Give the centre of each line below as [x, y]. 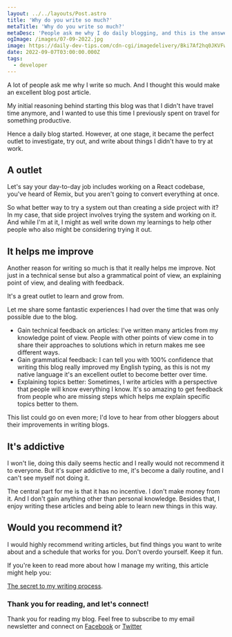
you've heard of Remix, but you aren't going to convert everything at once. [113, 194]
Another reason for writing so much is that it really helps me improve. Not [112, 268]
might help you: [29, 573]
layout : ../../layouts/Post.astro [57, 14]
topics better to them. [48, 404]
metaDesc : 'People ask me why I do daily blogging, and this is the [108, 33]
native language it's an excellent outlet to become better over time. [112, 375]
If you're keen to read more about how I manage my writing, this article [108, 565]
